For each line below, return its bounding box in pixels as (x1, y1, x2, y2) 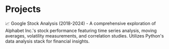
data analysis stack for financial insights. (5, 38, 90, 44)
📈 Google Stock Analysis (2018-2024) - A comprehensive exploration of (5, 20, 156, 26)
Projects (5, 3, 41, 15)
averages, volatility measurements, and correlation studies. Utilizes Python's (5, 32, 164, 38)
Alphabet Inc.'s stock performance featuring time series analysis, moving (5, 27, 157, 33)
